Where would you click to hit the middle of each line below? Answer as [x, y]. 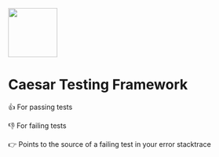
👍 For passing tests [40, 107]
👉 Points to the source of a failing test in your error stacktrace [110, 144]
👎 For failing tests [37, 126]
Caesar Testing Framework [98, 85]
